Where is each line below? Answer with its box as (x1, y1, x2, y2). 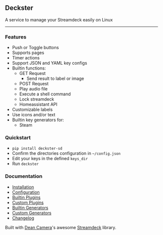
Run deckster (12, 161, 39, 167)
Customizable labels (12, 107, 53, 112)
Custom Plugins (12, 199, 44, 205)
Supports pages (12, 50, 45, 55)
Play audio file (19, 86, 48, 92)
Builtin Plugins (12, 194, 41, 200)
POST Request (19, 81, 49, 87)
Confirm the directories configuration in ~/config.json (12, 150, 121, 156)
